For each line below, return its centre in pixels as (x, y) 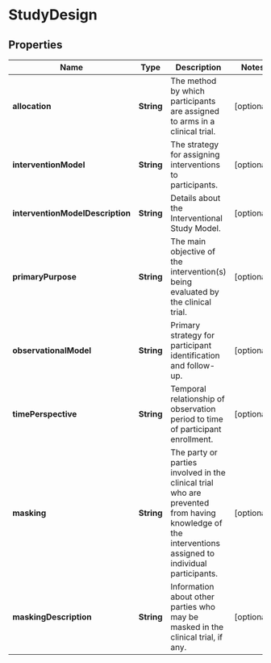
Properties (35, 45)
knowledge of (197, 523)
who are (186, 493)
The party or (194, 452)
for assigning (195, 155)
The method (194, 81)
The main (188, 241)
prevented (190, 503)
